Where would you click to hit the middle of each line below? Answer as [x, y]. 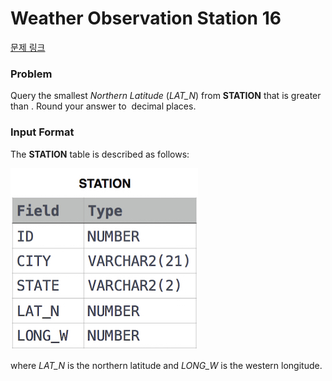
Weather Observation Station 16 [146, 18]
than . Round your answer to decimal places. [103, 106]
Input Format [42, 132]
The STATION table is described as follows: [100, 154]
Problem [31, 74]
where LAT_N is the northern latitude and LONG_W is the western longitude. [166, 365]
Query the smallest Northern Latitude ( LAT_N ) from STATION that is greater [166, 96]
